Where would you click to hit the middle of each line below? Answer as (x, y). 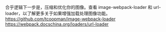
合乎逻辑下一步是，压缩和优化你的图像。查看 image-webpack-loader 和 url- (83, 7)
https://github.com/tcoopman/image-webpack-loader (60, 19)
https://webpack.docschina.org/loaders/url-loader (57, 24)
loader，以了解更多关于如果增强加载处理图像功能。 (58, 13)
